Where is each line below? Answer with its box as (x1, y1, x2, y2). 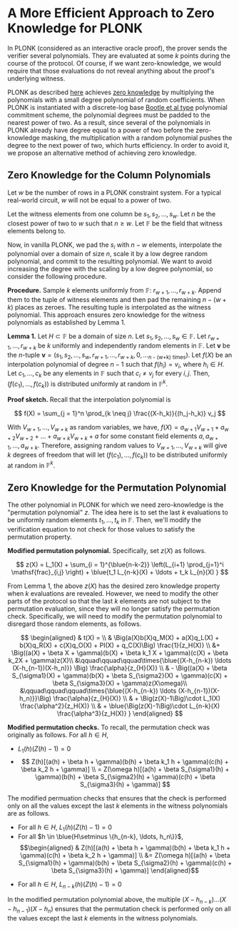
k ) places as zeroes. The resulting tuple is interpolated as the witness (7, 303, 212, 312)
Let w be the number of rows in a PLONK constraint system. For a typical (7, 188, 221, 197)
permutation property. (7, 533, 73, 542)
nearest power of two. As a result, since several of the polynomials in (7, 118, 210, 126)
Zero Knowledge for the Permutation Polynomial (7, 482, 227, 494)
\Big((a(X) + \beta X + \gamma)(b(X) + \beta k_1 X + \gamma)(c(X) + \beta (11, 649, 228, 657)
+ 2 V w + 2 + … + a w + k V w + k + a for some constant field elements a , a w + (7, 432, 219, 442)
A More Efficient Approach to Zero (7, 5, 215, 21)
